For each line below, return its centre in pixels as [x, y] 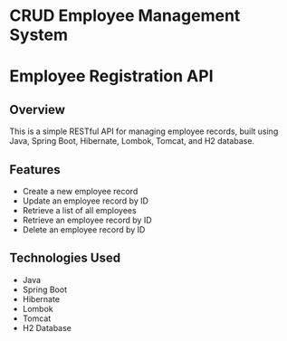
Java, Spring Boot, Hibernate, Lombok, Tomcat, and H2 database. [132, 141]
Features [35, 170]
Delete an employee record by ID [84, 230]
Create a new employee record [80, 191]
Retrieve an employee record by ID [87, 220]
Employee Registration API [112, 76]
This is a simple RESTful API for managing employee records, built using [144, 131]
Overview [38, 109]
